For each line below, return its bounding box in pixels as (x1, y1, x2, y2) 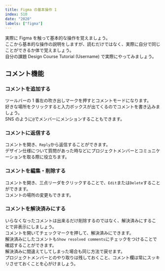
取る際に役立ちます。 (26, 154, 70, 160)
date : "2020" (5, 16, 32, 21)
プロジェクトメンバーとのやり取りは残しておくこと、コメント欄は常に (5, 254, 147, 260)
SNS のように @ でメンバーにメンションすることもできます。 (5, 116, 125, 122)
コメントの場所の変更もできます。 (5, 192, 74, 198)
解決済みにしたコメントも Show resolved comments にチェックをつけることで (5, 236, 158, 242)
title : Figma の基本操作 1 (5, 7, 57, 12)
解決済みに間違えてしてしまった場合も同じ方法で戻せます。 (5, 248, 125, 254)
